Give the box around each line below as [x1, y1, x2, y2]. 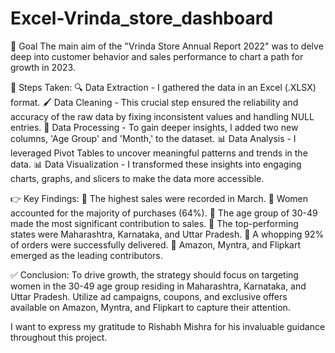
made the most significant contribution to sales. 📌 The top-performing [10, 217, 299, 229]
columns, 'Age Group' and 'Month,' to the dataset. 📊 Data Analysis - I [10, 132, 297, 144]
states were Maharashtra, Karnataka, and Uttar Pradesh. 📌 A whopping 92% [10, 228, 325, 240]
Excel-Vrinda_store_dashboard [10, 7, 274, 30]
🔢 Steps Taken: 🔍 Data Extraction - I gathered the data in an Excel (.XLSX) [10, 81, 317, 93]
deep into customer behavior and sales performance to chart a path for [10, 50, 304, 62]
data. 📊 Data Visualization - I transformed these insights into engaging [10, 158, 302, 170]
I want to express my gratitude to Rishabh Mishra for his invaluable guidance [10, 320, 326, 332]
